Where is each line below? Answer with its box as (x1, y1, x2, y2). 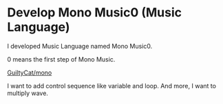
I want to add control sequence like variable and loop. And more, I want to (7, 81, 217, 90)
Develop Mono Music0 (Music (7, 5, 182, 21)
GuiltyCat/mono (7, 68, 52, 77)
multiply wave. (7, 89, 48, 97)
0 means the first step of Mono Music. (7, 55, 116, 63)
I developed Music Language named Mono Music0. (7, 42, 153, 50)
